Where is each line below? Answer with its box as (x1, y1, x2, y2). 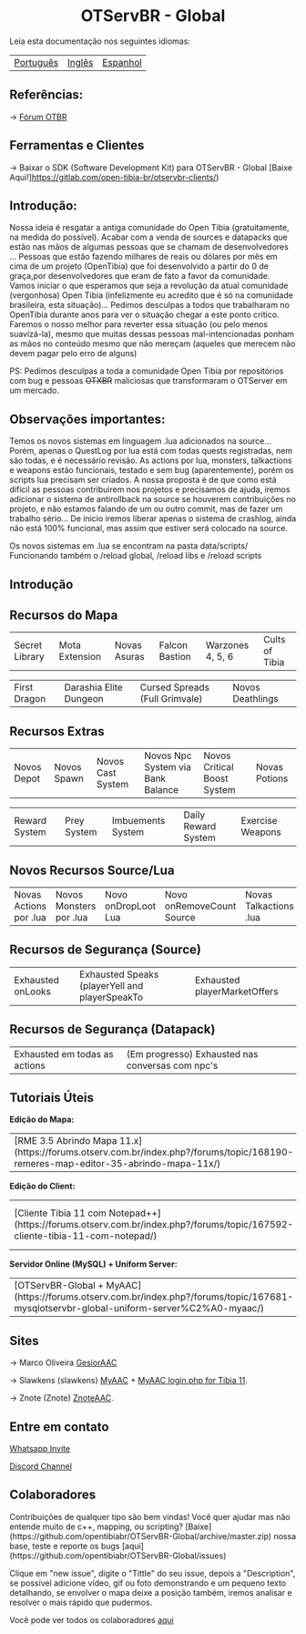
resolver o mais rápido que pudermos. (9, 1597, 153, 1608)
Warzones (205, 639, 250, 652)
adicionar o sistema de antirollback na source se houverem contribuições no (9, 494, 296, 505)
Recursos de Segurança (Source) (9, 942, 202, 958)
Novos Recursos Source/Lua (9, 862, 175, 878)
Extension (58, 651, 102, 663)
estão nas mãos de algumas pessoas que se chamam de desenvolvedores (9, 242, 289, 252)
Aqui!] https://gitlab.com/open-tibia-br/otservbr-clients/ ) (9, 171, 219, 182)
